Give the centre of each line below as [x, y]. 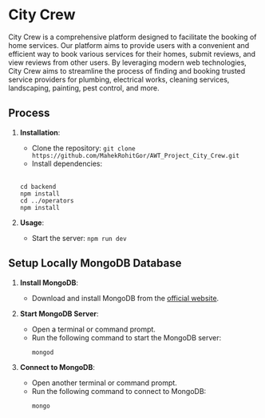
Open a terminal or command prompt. [93, 329]
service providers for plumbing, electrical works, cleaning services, [119, 79]
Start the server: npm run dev [79, 238]
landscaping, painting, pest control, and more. [84, 88]
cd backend [38, 187]
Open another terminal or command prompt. [104, 383]
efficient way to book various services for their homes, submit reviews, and [132, 54]
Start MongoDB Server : [59, 313]
